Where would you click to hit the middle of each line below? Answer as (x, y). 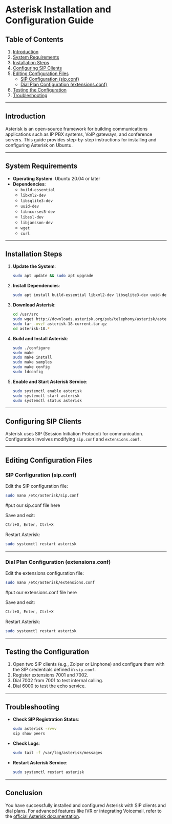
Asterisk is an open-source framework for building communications (77, 129)
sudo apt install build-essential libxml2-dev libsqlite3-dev (80, 295)
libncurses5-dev (38, 212)
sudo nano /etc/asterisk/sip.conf (42, 496)
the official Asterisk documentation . (43, 816)
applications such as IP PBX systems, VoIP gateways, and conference (79, 134)
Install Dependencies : (36, 286)
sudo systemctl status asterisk (47, 400)
